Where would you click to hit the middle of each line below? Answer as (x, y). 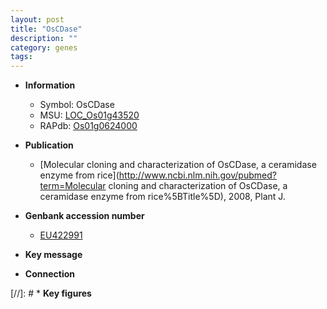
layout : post (37, 19)
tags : (21, 57)
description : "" (44, 38)
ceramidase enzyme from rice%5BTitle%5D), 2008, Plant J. (162, 197)
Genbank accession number (84, 216)
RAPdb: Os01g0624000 (88, 126)
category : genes (44, 47)
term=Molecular (73, 186)
